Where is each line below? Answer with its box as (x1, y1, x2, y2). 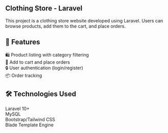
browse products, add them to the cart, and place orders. (5, 23, 126, 29)
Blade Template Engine (5, 122, 54, 128)
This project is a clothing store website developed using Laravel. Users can (5, 17, 163, 23)
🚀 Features (5, 38, 40, 46)
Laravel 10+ (5, 105, 30, 112)
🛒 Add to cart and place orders (5, 59, 70, 65)
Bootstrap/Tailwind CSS (5, 117, 55, 123)
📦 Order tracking (5, 72, 42, 78)
